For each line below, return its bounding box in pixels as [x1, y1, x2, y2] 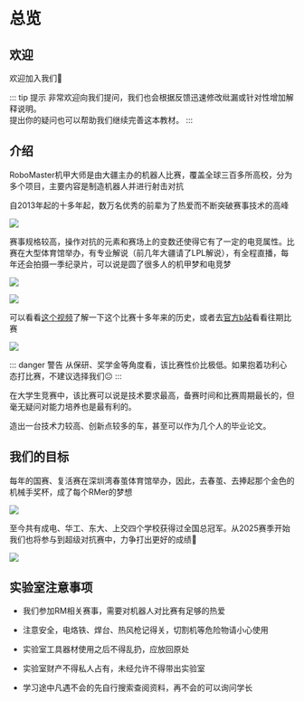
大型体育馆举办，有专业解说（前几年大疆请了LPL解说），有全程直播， [24, 247, 281, 258]
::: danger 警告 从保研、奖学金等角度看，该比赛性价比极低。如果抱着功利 [9, 359, 280, 370]
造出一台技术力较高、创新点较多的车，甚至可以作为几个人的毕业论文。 [9, 420, 271, 431]
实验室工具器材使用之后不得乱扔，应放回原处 [22, 644, 190, 655]
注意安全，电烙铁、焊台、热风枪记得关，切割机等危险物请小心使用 [22, 625, 269, 636]
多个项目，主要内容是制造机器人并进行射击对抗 [9, 180, 184, 191]
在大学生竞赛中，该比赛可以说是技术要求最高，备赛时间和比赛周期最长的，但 [9, 390, 295, 401]
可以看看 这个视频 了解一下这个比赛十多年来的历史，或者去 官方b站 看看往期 [9, 311, 284, 322]
